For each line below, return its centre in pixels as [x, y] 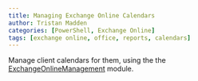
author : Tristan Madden [48, 23]
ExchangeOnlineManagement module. [71, 69]
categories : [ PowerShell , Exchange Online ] [82, 30]
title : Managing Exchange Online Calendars [82, 15]
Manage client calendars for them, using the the [87, 60]
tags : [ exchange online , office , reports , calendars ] [100, 38]
